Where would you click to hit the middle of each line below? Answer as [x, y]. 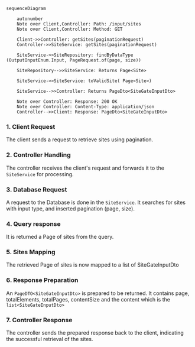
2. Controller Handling [38, 155]
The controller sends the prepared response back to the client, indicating [95, 333]
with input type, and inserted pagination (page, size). [70, 208]
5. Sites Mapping [31, 252]
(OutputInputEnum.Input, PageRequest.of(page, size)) [74, 60]
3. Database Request [37, 189]
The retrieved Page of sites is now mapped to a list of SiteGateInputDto [92, 265]
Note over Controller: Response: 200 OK [67, 102]
